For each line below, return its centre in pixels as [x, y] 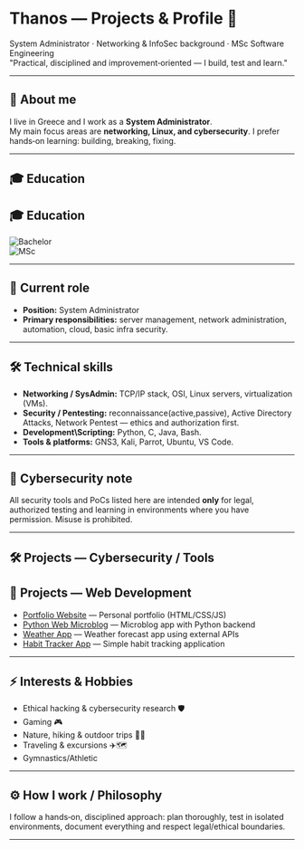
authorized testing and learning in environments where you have [129, 510]
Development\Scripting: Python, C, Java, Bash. [112, 432]
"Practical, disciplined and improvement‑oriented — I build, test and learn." [148, 62]
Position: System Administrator [81, 310]
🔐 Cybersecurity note [71, 478]
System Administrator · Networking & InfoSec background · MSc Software [147, 43]
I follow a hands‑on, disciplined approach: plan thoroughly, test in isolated [147, 817]
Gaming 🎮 [43, 722]
